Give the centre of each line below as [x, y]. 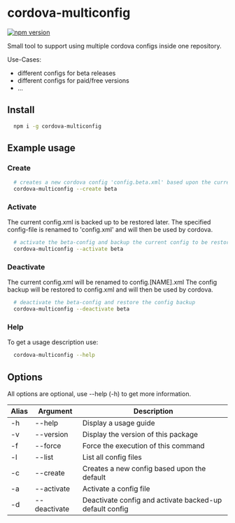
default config [106, 509]
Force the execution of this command [144, 446]
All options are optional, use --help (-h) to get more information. [99, 394]
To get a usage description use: [53, 342]
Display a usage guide [119, 423]
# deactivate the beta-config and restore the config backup [105, 303]
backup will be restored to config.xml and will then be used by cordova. [110, 290]
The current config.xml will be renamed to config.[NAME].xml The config [112, 283]
